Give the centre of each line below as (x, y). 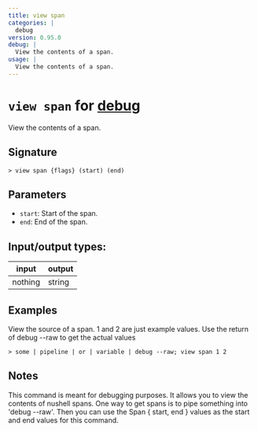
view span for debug (74, 105)
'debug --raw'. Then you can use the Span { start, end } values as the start (129, 411)
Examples (33, 310)
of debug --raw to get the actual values (72, 337)
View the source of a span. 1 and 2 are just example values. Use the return (129, 329)
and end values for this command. (64, 420)
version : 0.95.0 (35, 37)
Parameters (37, 194)
